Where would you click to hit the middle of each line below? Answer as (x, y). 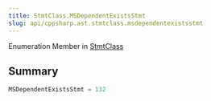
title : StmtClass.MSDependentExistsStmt (77, 16)
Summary (33, 71)
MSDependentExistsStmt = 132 (57, 90)
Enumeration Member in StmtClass (66, 46)
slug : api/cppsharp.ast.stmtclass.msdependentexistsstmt (106, 23)
